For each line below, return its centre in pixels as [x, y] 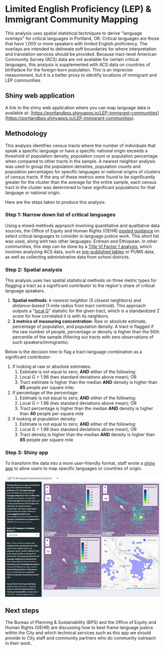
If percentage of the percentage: [45, 393]
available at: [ [19, 113]
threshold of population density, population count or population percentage [81, 156]
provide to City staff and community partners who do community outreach [81, 638]
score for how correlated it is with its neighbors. [61, 316]
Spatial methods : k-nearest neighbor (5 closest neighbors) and [77, 300]
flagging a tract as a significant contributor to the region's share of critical [80, 286]
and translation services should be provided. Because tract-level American [81, 54]
